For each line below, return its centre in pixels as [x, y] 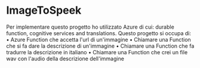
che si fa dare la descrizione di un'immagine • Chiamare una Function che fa [100, 46]
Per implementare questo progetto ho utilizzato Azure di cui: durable [90, 27]
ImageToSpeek [44, 10]
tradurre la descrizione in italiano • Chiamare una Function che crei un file [97, 52]
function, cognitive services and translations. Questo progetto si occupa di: [99, 33]
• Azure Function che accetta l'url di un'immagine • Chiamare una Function [99, 39]
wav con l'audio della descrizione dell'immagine [65, 58]
